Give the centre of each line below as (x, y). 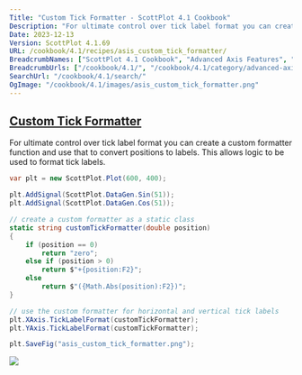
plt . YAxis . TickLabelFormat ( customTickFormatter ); (104, 328)
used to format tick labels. (58, 162)
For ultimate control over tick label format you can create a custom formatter (151, 143)
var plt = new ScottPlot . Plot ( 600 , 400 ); (88, 178)
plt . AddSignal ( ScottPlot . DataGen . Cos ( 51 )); (92, 204)
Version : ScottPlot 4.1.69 (60, 43)
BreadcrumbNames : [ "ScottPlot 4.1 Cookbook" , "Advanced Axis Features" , (148, 59)
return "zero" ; (70, 253)
